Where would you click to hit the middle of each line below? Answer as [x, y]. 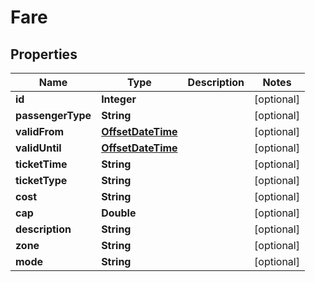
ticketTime [41, 164]
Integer [119, 99]
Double [119, 213]
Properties [44, 54]
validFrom [40, 131]
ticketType [41, 180]
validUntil [38, 148]
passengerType [53, 115]
